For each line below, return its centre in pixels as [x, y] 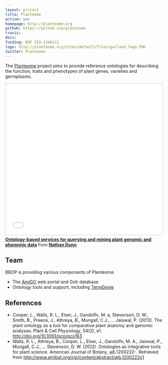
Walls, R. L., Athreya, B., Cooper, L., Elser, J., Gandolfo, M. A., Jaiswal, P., [87, 342]
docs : [11, 38]
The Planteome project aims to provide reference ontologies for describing [82, 66]
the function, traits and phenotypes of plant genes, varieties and [71, 71]
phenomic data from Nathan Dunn [41, 244]
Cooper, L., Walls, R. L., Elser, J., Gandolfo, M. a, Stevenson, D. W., [80, 315]
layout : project [22, 10]
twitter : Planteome [25, 51]
